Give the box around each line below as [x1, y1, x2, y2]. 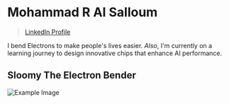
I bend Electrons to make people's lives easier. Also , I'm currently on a [7, 41, 213, 50]
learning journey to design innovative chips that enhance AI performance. [7, 49, 223, 57]
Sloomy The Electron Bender [7, 69, 136, 81]
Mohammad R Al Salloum [7, 4, 158, 21]
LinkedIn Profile [24, 28, 71, 36]
